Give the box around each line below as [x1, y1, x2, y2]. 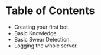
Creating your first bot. [14, 23, 70, 30]
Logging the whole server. [14, 42, 78, 49]
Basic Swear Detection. [14, 36, 71, 43]
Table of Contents [5, 4, 95, 18]
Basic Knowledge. [14, 29, 58, 36]
